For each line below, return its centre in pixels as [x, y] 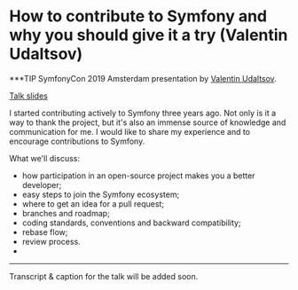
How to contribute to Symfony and [138, 16]
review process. [51, 241]
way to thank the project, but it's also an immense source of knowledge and [148, 122]
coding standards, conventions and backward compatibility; [131, 223]
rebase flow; [45, 231]
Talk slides [29, 96]
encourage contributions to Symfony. [77, 141]
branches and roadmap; [66, 213]
